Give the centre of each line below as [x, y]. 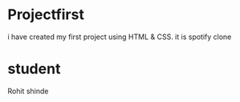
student [34, 69]
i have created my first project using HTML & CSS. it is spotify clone [120, 37]
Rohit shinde [28, 91]
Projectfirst [46, 15]
